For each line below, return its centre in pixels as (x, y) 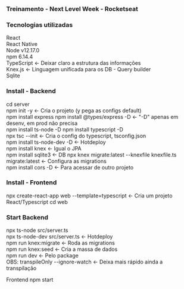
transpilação (21, 268)
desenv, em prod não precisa (42, 123)
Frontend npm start (30, 280)
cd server (18, 104)
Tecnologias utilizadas (40, 24)
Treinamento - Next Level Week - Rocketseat (72, 9)
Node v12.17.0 (23, 51)
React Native (22, 44)
